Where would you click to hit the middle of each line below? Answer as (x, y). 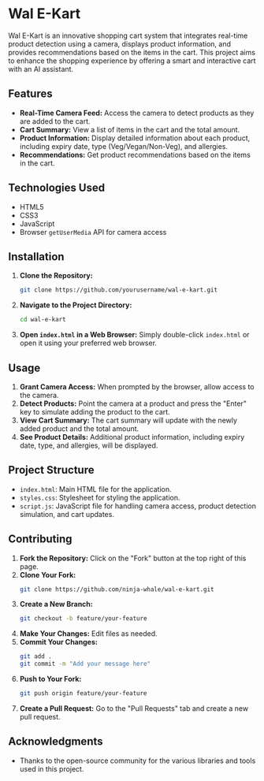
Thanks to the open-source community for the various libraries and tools (138, 761)
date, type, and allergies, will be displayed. (89, 445)
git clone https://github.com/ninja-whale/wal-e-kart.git (117, 589)
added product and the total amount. (79, 428)
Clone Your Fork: (48, 575)
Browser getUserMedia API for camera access (93, 232)
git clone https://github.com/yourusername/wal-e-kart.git (119, 290)
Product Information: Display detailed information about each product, (135, 138)
